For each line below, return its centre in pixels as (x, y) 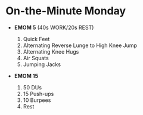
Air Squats (36, 58)
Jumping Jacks (42, 64)
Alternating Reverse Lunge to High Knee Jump (80, 45)
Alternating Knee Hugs (51, 51)
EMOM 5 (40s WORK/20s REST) (54, 27)
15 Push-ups (38, 94)
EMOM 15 (26, 76)
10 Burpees (37, 100)
